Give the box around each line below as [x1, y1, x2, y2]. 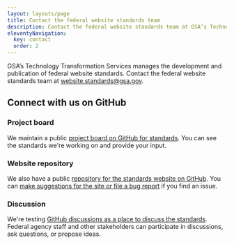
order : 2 [13, 43, 39, 50]
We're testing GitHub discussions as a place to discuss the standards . [7, 215, 208, 223]
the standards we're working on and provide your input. [7, 141, 167, 149]
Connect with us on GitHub [7, 97, 127, 109]
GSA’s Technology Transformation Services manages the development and [7, 62, 222, 70]
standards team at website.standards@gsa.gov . [7, 77, 144, 84]
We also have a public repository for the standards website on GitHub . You [7, 174, 221, 182]
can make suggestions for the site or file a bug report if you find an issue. [7, 181, 218, 190]
